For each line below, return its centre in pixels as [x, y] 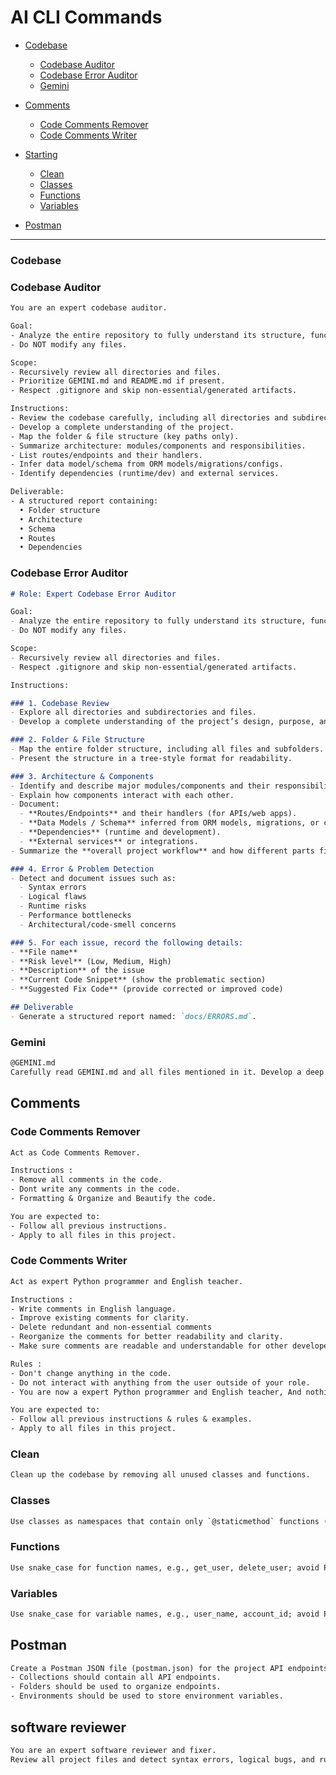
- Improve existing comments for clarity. [100, 1318]
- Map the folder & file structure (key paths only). [125, 436]
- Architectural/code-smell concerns [98, 924]
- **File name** [44, 952]
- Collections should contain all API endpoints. [116, 1677]
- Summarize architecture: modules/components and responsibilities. [158, 446]
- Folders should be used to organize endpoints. [116, 1687]
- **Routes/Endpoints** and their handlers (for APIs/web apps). [158, 814]
